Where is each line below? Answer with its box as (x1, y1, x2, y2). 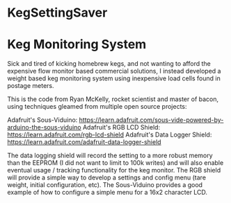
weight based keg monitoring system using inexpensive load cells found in (7, 74, 221, 82)
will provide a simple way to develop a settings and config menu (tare (7, 173, 207, 182)
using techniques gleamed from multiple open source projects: (7, 103, 187, 111)
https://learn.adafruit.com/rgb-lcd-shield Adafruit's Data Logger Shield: (7, 130, 212, 139)
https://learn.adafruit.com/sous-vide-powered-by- (79, 116, 224, 124)
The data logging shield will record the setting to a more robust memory (7, 151, 214, 160)
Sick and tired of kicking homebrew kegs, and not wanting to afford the (7, 60, 211, 68)
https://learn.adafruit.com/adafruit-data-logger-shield (7, 138, 161, 146)
